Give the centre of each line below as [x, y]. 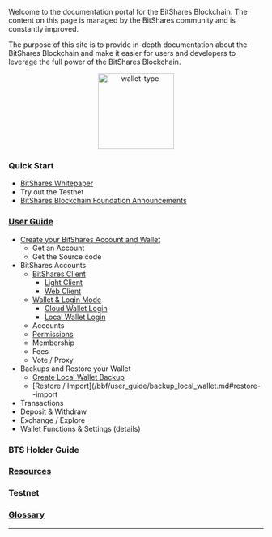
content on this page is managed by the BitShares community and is [122, 20]
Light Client [64, 282]
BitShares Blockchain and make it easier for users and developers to [122, 53]
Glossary [27, 515]
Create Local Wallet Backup [79, 377]
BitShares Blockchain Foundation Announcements [104, 201]
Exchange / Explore [53, 420]
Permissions [53, 334]
